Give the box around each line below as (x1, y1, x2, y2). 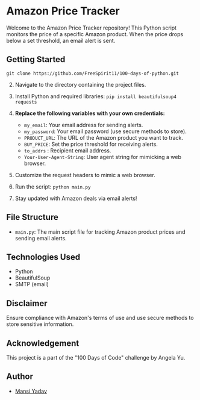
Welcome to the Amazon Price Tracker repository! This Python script (6, 24, 177, 31)
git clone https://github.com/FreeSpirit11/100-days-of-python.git (6, 70, 180, 77)
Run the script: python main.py (14, 183, 91, 190)
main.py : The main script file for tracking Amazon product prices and (14, 228, 186, 236)
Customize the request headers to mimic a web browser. (14, 171, 155, 178)
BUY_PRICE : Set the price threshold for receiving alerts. (23, 140, 158, 148)
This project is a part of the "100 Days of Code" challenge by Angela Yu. (6, 354, 186, 361)
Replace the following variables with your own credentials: (14, 110, 165, 117)
